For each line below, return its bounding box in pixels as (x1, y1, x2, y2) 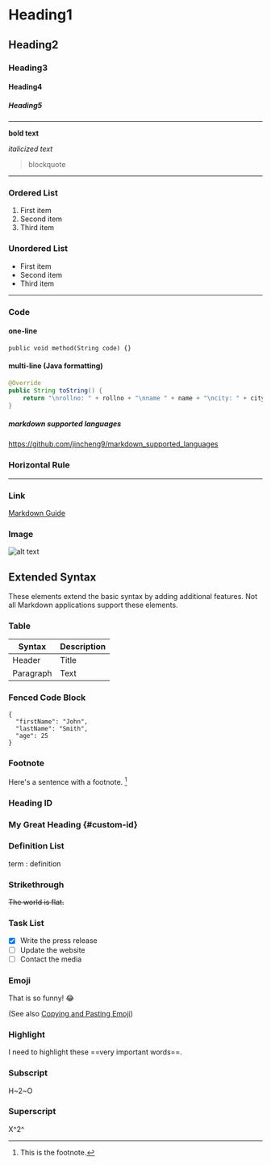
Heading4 (8, 82, 43, 92)
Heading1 (8, 6, 73, 24)
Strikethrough (8, 878, 65, 890)
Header (12, 655, 41, 666)
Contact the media (19, 954, 82, 964)
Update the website (19, 945, 86, 954)
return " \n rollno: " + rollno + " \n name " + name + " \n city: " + (23, 394, 248, 402)
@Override (8, 379, 42, 387)
